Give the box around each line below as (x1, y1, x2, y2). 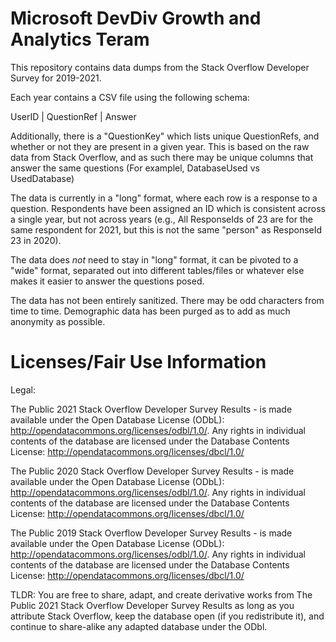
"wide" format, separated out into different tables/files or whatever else (10, 264, 305, 276)
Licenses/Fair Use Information (10, 351, 267, 374)
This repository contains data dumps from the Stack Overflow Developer (10, 61, 310, 73)
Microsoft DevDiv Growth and (10, 7, 262, 30)
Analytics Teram (10, 28, 150, 51)
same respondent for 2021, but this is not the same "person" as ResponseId (10, 223, 323, 236)
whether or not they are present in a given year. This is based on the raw (10, 140, 310, 152)
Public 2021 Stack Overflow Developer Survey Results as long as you (10, 599, 295, 611)
